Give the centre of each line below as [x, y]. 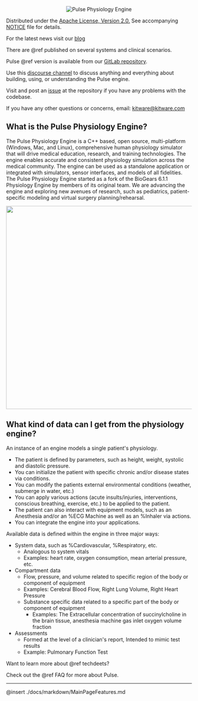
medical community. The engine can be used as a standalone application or [98, 166]
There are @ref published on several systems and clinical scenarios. [89, 50]
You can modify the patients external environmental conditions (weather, [103, 485]
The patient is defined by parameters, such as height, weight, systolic [99, 459]
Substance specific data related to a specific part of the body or [101, 602]
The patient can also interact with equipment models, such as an [93, 509]
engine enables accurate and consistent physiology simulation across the [95, 160]
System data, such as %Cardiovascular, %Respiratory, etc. [86, 545]
